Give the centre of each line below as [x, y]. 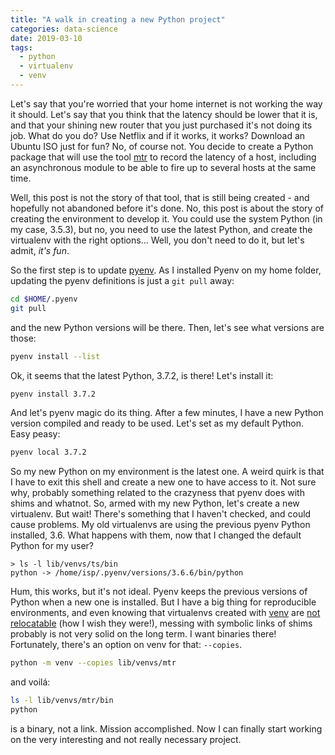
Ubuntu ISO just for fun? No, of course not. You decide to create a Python [162, 146]
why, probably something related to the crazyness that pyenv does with [157, 493]
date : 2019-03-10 [46, 38]
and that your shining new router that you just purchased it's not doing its [161, 125]
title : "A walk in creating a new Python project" [118, 19]
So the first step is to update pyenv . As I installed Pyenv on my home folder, [166, 270]
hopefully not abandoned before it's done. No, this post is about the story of [167, 208]
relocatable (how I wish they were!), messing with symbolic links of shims [161, 623]
